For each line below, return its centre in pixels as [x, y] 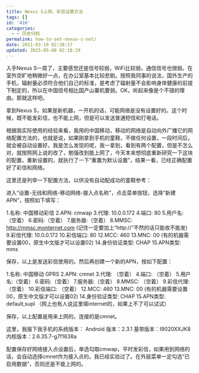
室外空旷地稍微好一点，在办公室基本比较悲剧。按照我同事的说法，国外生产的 [99, 75]
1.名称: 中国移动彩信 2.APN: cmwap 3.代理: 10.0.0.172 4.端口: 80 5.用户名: [95, 213]
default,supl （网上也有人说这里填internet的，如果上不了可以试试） [88, 304]
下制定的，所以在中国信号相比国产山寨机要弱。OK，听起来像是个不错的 [93, 90]
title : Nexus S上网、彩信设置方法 [45, 12]
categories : [21, 28]
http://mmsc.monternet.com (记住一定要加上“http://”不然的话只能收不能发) [97, 227]
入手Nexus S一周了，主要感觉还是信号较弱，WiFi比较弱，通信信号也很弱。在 [99, 68]
